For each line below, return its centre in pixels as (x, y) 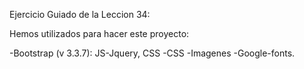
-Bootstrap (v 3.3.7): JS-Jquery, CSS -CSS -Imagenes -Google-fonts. (152, 53)
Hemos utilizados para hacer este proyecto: (99, 33)
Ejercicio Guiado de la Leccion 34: (80, 14)
